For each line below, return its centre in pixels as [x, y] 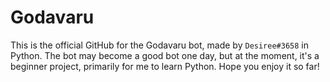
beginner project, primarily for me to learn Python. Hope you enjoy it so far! [165, 66]
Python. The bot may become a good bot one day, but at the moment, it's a [165, 55]
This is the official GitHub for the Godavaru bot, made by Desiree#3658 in [159, 45]
